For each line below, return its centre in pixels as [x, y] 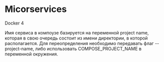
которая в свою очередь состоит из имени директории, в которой [76, 38]
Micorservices [36, 9]
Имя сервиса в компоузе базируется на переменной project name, [77, 32]
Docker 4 [14, 23]
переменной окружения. [32, 54]
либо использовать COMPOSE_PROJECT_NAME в [88, 48]
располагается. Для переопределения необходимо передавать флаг [79, 43]
